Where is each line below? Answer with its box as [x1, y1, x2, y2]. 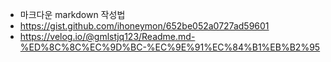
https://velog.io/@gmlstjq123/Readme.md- [19, 31, 196, 42]
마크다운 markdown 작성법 [19, 9, 126, 20]
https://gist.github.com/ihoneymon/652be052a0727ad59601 [19, 20, 270, 32]
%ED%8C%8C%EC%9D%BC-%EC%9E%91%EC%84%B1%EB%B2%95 [19, 41, 321, 53]
